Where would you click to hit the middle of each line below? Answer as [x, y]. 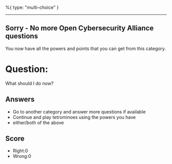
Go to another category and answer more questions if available [79, 111]
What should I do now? [29, 83]
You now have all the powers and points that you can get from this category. [86, 49]
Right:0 [20, 151]
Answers [20, 99]
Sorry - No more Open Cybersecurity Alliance [80, 28]
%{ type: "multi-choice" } [32, 7]
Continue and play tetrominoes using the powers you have [74, 117]
